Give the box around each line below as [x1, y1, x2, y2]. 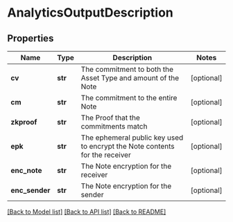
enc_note [10, 166, 43, 175]
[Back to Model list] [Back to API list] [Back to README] [7, 207, 166, 216]
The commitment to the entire [80, 93, 178, 102]
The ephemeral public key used [80, 133, 184, 142]
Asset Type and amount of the [80, 73, 179, 82]
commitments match [80, 122, 148, 131]
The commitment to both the [80, 64, 174, 74]
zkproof [10, 118, 37, 127]
